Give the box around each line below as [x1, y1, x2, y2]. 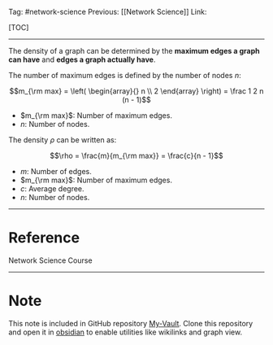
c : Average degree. [19, 184, 84, 194]
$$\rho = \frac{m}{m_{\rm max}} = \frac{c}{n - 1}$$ [50, 151, 223, 160]
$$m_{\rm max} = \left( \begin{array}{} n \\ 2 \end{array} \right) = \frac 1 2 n [9, 86, 264, 96]
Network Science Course [8, 255, 93, 265]
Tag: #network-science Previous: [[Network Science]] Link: [8, 7, 207, 16]
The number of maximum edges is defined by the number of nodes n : [8, 71, 241, 80]
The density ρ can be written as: [8, 135, 117, 145]
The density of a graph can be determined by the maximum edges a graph [8, 46, 260, 55]
